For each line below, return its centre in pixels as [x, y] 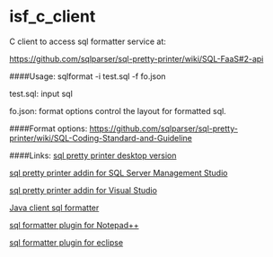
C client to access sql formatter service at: [88, 41]
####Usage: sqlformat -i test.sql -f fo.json [88, 76]
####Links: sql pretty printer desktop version [93, 155]
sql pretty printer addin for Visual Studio [83, 190]
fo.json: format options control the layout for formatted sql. [118, 111]
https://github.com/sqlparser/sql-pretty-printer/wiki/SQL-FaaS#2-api [136, 58]
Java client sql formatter [54, 208]
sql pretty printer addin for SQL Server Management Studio [119, 173]
